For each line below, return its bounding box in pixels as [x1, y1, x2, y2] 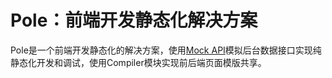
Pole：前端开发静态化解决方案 [10, 9, 258, 32]
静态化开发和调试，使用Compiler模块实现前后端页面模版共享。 [10, 56, 267, 68]
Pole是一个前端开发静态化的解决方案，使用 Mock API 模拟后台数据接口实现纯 [10, 44, 322, 56]
